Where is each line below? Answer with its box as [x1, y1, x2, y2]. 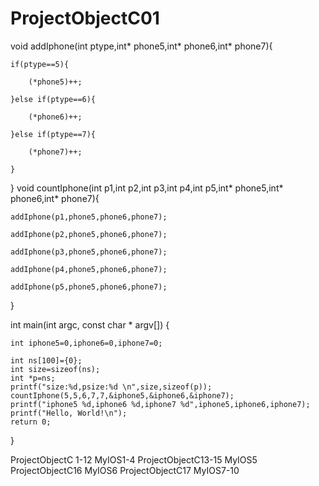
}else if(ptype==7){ [10, 129, 97, 139]
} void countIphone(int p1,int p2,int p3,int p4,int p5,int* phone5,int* [10, 182, 284, 194]
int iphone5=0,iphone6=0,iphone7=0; [10, 338, 163, 348]
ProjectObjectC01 [10, 7, 160, 30]
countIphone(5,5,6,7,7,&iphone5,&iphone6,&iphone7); [10, 390, 235, 401]
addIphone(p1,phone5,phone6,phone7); [10, 212, 168, 222]
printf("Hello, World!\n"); [10, 408, 128, 418]
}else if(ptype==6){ [10, 94, 97, 104]
